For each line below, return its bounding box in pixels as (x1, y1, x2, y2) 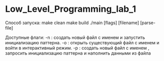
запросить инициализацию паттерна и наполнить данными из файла (5, 50, 151, 56)
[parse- (140, 20, 156, 26)
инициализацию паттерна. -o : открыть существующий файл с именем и (5, 39, 160, 45)
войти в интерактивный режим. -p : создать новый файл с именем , (5, 45, 150, 51)
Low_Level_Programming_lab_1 (5, 3, 136, 15)
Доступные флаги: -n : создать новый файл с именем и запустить (5, 34, 145, 40)
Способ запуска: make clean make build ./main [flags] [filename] (5, 20, 139, 26)
